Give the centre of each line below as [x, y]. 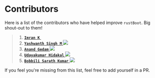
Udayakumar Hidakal [44, 55]
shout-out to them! [24, 27]
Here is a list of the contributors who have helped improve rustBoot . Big [77, 23]
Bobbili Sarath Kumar [46, 61]
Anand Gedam [36, 49]
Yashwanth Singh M [43, 43]
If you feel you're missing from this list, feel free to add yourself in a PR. [77, 70]
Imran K [32, 38]
